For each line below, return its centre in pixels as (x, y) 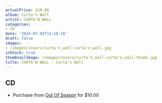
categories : (18, 24)
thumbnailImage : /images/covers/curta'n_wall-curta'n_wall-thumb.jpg (81, 57)
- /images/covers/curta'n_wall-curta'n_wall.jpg (58, 48)
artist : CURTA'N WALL (28, 19)
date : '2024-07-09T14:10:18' (36, 34)
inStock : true (21, 53)
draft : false (19, 39)
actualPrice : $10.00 (27, 10)
